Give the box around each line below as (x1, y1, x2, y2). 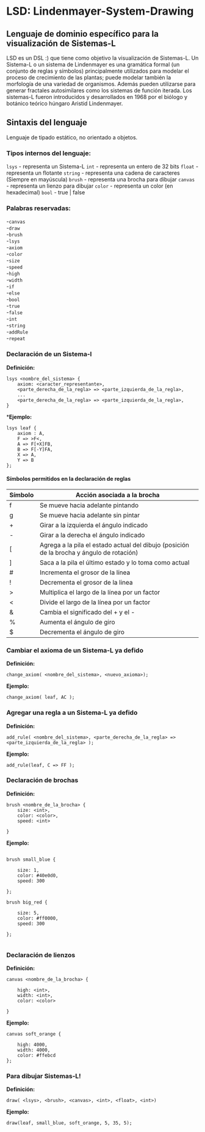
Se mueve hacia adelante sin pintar (39, 511, 140, 519)
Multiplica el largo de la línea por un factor (39, 588, 160, 596)
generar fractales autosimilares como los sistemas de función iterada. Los (6, 87, 192, 94)
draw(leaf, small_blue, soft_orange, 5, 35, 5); (6, 1120, 132, 1127)
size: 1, (17, 867, 40, 873)
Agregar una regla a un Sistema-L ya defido (6, 709, 138, 717)
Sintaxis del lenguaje (6, 117, 87, 128)
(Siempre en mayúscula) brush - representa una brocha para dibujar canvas (6, 176, 195, 183)
